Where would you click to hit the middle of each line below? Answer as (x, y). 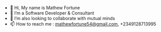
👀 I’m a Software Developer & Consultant (52, 13)
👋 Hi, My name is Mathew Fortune (45, 8)
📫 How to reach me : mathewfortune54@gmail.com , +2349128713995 (83, 24)
